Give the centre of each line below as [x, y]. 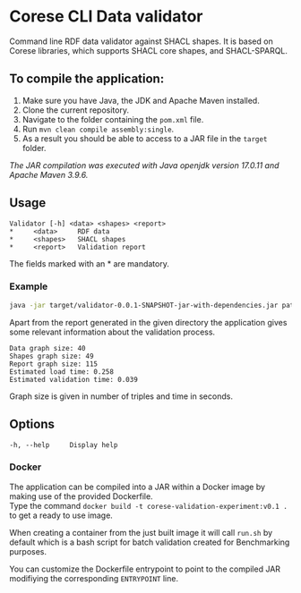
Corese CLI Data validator [106, 17]
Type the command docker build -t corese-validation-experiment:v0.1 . [149, 505]
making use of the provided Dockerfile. [82, 496]
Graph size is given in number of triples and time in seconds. [121, 396]
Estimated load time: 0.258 [62, 372]
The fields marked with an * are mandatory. [90, 263]
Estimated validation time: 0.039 [74, 379]
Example [29, 286]
